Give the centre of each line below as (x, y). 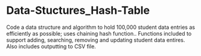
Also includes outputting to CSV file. (51, 46)
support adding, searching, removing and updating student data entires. (96, 40)
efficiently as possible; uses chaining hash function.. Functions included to (99, 33)
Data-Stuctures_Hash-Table (78, 11)
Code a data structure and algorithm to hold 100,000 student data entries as (101, 27)
